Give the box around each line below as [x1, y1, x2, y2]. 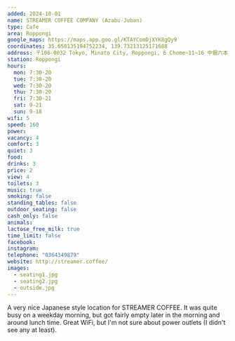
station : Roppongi [7, 56, 61, 63]
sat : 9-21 [13, 102, 42, 109]
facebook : [7, 239, 36, 246]
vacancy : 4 [7, 134, 39, 141]
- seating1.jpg [13, 271, 58, 278]
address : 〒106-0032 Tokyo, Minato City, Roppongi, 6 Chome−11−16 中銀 [7, 50, 218, 57]
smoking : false [7, 193, 52, 200]
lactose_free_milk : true [7, 225, 80, 232]
